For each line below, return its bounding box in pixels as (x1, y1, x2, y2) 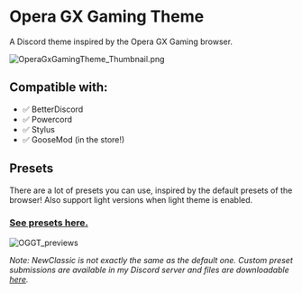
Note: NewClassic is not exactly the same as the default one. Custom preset (9, 254, 293, 265)
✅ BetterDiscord (22, 104, 84, 114)
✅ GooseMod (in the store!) (22, 133, 125, 145)
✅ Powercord (22, 114, 72, 124)
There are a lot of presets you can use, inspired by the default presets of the (9, 185, 293, 196)
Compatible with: (9, 79, 108, 96)
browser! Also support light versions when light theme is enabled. (9, 194, 253, 205)
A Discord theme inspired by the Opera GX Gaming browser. (9, 36, 233, 47)
